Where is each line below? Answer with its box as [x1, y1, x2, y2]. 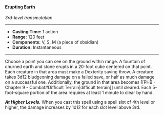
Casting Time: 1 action [12, 29, 58, 35]
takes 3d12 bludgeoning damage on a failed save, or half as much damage [5, 74, 155, 80]
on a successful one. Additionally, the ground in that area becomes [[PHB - [5, 79, 156, 85]
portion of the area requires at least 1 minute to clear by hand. [30, 90, 154, 95]
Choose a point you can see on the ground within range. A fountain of [5, 59, 145, 65]
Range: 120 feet [12, 34, 45, 40]
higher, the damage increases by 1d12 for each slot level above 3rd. [5, 104, 141, 110]
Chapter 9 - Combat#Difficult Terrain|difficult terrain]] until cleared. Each [5, 85, 152, 91]
